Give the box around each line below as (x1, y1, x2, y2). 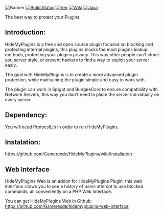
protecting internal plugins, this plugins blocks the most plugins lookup (5, 47, 148, 52)
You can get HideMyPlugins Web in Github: (5, 198, 92, 204)
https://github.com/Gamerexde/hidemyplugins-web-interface (5, 203, 129, 209)
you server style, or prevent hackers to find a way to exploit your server (5, 57, 149, 63)
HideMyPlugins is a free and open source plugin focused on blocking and (5, 41, 153, 47)
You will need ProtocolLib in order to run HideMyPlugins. (5, 124, 119, 130)
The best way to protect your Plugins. (5, 14, 81, 20)
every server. (5, 96, 32, 102)
